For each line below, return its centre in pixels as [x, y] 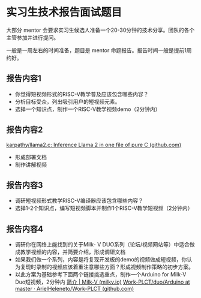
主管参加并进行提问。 [32, 37]
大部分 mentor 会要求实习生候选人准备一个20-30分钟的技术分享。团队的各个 [100, 30]
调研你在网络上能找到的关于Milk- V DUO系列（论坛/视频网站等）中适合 [102, 245]
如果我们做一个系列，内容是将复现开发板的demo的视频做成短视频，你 [101, 260]
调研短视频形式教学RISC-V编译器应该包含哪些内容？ [79, 201]
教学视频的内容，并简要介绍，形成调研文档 [73, 252]
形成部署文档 [31, 157]
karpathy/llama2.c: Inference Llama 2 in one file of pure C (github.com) [94, 145]
